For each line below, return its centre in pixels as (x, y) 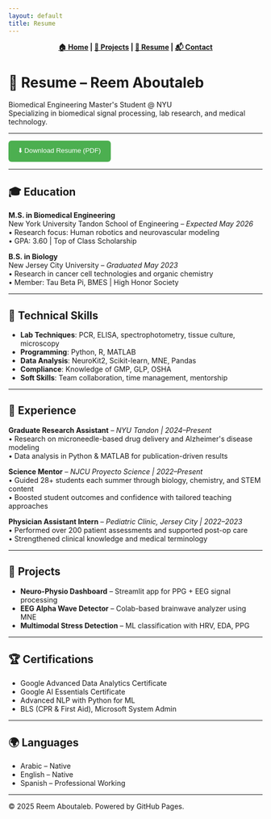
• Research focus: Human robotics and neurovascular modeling (114, 233)
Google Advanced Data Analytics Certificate (94, 682)
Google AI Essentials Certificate (73, 691)
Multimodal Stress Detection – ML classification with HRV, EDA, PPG (135, 625)
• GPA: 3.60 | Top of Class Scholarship (73, 241)
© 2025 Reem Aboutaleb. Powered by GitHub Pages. (96, 806)
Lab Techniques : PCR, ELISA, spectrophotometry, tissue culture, (127, 335)
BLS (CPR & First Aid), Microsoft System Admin (98, 708)
